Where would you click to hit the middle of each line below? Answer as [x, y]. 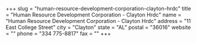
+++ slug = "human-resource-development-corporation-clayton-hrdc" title [98, 9]
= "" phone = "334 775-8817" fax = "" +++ [59, 34]
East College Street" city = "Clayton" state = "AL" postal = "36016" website [98, 27]
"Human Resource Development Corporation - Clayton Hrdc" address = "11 [98, 21]
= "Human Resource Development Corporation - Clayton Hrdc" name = [93, 15]
